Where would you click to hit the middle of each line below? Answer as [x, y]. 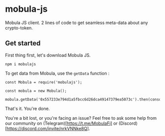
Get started [23, 43]
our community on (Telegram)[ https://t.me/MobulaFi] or [61, 123]
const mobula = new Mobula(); [36, 91]
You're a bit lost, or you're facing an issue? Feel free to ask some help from [81, 118]
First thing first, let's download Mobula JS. [48, 55]
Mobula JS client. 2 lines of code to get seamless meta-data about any [77, 23]
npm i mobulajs [21, 64]
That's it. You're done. [27, 109]
